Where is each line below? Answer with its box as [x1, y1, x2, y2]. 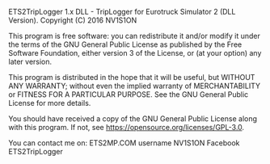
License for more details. [8, 99, 91, 107]
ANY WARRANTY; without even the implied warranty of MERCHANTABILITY [8, 81, 261, 90]
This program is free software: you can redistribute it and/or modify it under [8, 32, 260, 40]
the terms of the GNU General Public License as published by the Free [8, 40, 243, 49]
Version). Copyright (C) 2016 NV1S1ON [8, 15, 137, 25]
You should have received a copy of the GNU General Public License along [8, 114, 257, 124]
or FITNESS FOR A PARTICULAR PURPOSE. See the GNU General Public [8, 90, 249, 99]
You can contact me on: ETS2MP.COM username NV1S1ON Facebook [8, 138, 240, 148]
